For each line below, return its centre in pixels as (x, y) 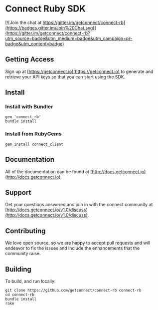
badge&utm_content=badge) (35, 43)
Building (18, 269)
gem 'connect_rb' (23, 117)
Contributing (25, 231)
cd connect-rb (20, 295)
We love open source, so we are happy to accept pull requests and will (78, 243)
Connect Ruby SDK (45, 9)
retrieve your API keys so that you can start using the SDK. (65, 77)
